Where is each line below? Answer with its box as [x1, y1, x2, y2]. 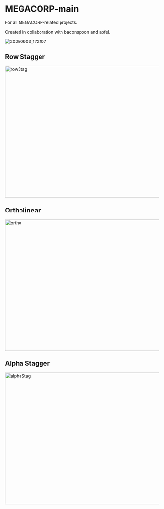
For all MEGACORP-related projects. [5, 20, 77, 25]
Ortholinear [5, 206, 41, 214]
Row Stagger [5, 53, 45, 61]
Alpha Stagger [5, 359, 50, 367]
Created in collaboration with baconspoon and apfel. [5, 29, 111, 35]
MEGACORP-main [5, 3, 79, 15]
